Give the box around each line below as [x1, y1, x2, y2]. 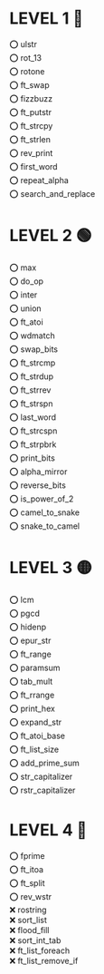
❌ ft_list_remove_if [9, 955, 79, 966]
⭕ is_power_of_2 [9, 493, 74, 504]
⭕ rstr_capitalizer [9, 784, 76, 795]
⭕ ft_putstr [9, 106, 52, 117]
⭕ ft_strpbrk [9, 439, 57, 450]
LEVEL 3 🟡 [9, 558, 92, 579]
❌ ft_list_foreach [9, 945, 71, 956]
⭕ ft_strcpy [9, 120, 53, 131]
